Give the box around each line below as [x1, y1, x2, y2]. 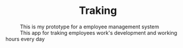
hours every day [5, 35, 45, 42]
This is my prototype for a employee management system [19, 23, 160, 30]
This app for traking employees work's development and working [19, 29, 177, 36]
